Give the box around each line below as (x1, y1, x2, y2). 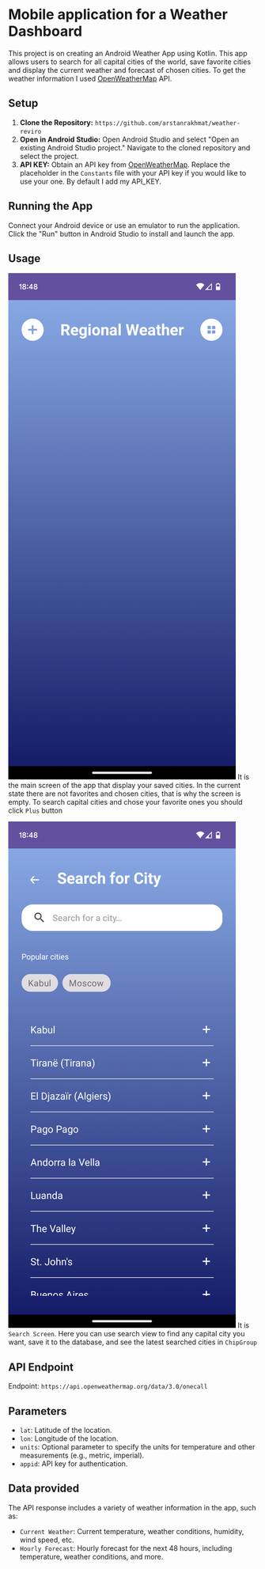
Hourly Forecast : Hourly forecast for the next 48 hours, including (19, 1543, 233, 1552)
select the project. (19, 151, 79, 161)
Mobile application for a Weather (8, 6, 228, 24)
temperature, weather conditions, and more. (19, 1552, 164, 1561)
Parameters (8, 1404, 67, 1418)
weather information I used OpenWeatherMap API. (8, 74, 172, 83)
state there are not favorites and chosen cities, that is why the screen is (8, 789, 241, 798)
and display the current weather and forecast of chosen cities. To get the (8, 65, 247, 74)
